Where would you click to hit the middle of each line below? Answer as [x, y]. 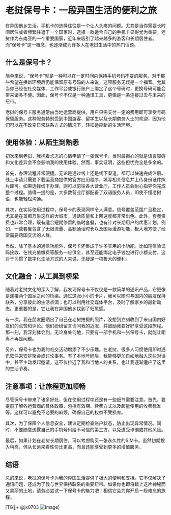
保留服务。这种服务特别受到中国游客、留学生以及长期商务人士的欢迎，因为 [83, 119]
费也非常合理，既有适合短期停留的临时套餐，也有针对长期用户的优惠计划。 [83, 222]
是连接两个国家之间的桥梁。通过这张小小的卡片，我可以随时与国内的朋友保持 [85, 296]
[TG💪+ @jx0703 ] [33, 507]
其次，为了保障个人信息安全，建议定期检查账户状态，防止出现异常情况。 [81, 423]
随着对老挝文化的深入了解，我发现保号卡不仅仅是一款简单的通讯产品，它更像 [85, 290]
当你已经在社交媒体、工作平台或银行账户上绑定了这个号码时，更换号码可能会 [85, 88]
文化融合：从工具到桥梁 [42, 276]
